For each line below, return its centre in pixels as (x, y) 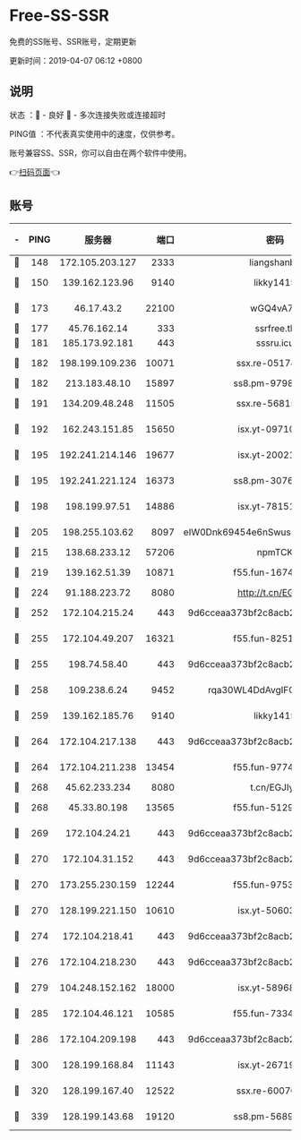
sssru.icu (275, 343)
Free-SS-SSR (59, 16)
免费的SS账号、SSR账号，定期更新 (73, 41)
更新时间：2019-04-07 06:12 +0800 (76, 60)
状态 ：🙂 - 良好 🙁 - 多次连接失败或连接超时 (87, 115)
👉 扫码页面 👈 (35, 172)
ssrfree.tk (275, 328)
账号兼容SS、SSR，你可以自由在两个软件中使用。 (100, 152)
